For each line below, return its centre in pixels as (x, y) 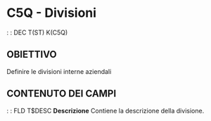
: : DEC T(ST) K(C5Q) (37, 32)
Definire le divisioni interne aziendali (59, 71)
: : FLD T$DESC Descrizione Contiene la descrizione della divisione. (105, 110)
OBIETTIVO (32, 55)
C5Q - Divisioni (51, 13)
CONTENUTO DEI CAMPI (62, 94)
